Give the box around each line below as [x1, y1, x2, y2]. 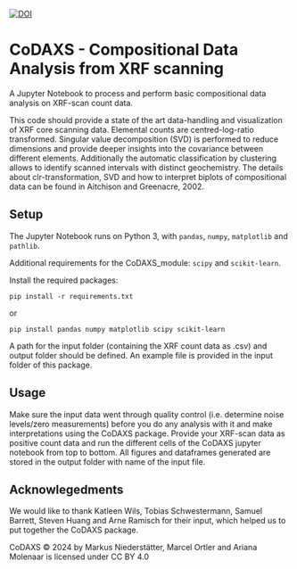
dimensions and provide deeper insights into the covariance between [9, 143, 264, 153]
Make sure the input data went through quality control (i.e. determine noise [9, 408, 285, 419]
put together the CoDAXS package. [9, 524, 139, 535]
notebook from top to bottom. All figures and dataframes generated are [9, 447, 271, 458]
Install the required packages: [9, 275, 119, 285]
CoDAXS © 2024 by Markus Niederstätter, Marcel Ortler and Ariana [9, 542, 258, 553]
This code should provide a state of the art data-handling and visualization [9, 114, 283, 125]
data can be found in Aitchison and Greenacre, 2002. [9, 181, 205, 192]
